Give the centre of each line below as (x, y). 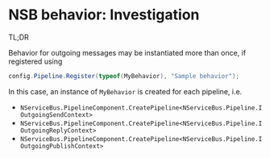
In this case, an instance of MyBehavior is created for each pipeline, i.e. (125, 91)
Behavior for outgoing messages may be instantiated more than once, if (127, 52)
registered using (35, 61)
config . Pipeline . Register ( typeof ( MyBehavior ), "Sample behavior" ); (124, 76)
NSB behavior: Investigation (104, 15)
